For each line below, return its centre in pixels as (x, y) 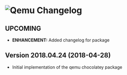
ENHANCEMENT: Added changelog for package (61, 40)
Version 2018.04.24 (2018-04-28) (58, 55)
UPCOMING (23, 28)
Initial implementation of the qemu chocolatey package (67, 67)
